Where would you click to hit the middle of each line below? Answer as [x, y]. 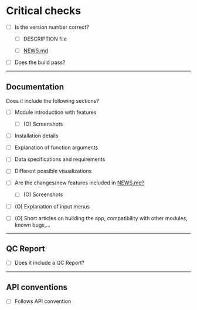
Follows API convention [43, 301]
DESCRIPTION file [45, 39]
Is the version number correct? [52, 27]
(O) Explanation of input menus [52, 206]
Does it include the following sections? [53, 101]
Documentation [35, 87]
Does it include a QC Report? [50, 263]
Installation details [36, 136]
